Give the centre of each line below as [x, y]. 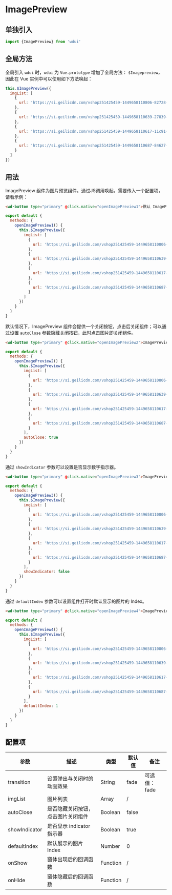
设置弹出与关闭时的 [70, 779]
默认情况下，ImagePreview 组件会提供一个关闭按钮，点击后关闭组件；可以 [84, 326]
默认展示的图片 [65, 843]
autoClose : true [41, 438]
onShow [18, 863]
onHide [17, 880]
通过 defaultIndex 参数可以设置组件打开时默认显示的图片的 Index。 [76, 601]
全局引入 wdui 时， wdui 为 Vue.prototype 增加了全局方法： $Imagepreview [82, 72]
